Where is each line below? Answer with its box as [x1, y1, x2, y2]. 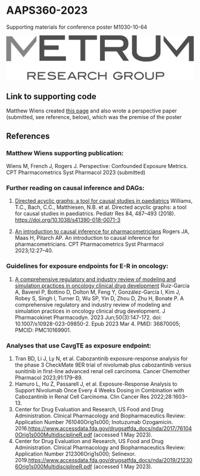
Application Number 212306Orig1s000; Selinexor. [14, 450, 136, 457]
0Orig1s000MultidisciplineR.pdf [14, 431, 92, 438]
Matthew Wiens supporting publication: [6, 149, 124, 157]
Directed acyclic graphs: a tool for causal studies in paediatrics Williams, [14, 197, 193, 205]
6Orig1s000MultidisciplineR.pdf [14, 463, 92, 470]
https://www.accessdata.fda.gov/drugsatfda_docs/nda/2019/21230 [28, 456, 192, 463]
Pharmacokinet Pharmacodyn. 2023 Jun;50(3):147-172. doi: [14, 313, 162, 321]
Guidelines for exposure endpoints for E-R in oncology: [6, 262, 168, 270]
